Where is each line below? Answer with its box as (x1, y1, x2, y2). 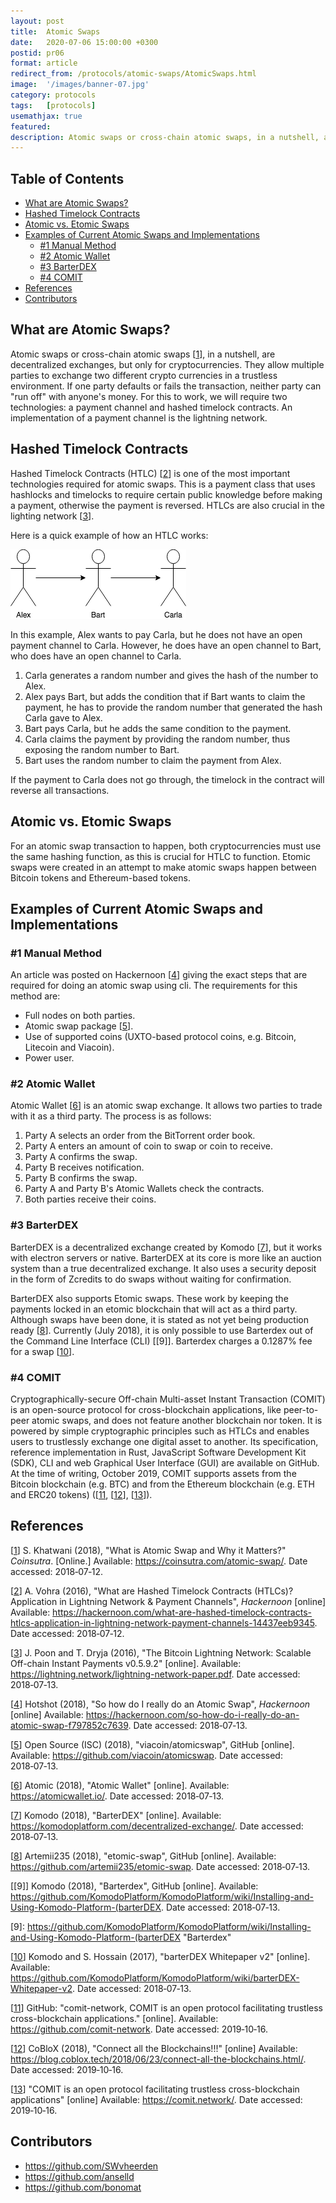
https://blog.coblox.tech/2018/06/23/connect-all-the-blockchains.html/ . (10, 2053, 307, 2065)
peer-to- (283, 1404, 319, 1416)
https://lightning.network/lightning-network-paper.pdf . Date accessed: (10, 1668, 301, 1680)
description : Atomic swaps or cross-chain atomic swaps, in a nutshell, (10, 132, 320, 142)
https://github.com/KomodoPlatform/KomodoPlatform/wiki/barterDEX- (10, 1971, 300, 1984)
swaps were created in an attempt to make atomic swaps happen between (10, 861, 317, 873)
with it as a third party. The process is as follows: (10, 1110, 212, 1122)
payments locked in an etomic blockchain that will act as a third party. (10, 1303, 298, 1315)
